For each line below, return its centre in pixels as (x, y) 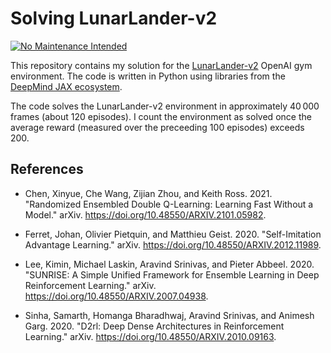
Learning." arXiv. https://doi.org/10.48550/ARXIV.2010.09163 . (150, 336)
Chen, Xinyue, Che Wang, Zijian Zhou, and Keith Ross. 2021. (148, 193)
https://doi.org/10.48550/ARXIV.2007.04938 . (116, 296)
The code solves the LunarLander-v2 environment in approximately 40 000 (165, 106)
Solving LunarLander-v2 (114, 18)
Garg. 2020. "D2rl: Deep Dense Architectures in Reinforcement (154, 326)
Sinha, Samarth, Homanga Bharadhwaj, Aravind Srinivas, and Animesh (169, 315)
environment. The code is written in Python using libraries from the (148, 76)
